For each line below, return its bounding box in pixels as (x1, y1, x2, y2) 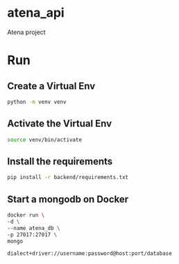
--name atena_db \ (7, 224, 60, 231)
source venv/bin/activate (7, 136, 82, 143)
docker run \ (7, 212, 45, 219)
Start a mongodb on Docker (7, 193, 129, 205)
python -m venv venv (7, 98, 67, 105)
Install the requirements (7, 155, 113, 167)
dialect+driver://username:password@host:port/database (7, 250, 172, 257)
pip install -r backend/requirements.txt (7, 174, 129, 181)
